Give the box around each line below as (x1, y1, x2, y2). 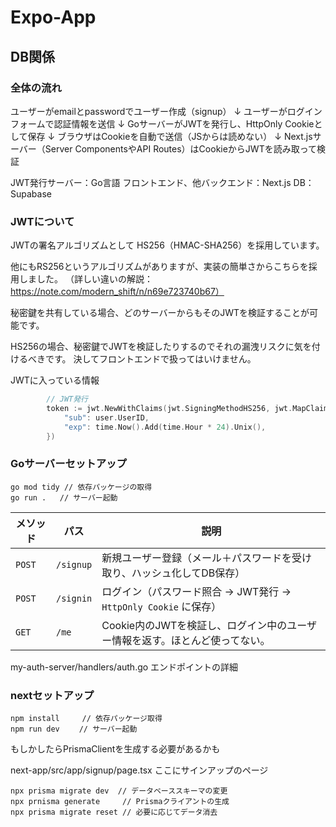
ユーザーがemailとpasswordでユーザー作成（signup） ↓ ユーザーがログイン (10, 105, 323, 117)
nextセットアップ (10, 688, 95, 702)
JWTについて (10, 214, 75, 228)
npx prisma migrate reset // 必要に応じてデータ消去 (10, 807, 218, 818)
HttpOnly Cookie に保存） (101, 599, 222, 613)
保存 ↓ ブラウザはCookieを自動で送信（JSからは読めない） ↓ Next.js (27, 130, 313, 142)
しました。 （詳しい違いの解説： (18, 273, 153, 285)
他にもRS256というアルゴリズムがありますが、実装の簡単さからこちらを (10, 261, 309, 273)
